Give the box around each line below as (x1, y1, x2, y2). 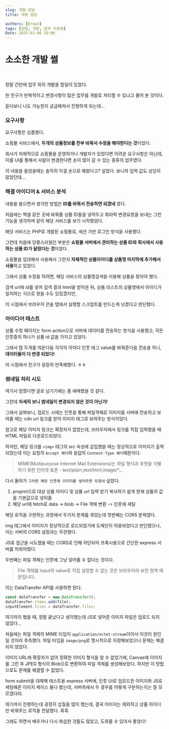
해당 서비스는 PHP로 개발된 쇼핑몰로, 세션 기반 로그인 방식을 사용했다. (5, 228, 142, 234)
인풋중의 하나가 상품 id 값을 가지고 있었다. (5, 333, 87, 339)
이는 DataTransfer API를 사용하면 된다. (5, 585, 82, 591)
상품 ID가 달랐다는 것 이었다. (14, 245, 68, 251)
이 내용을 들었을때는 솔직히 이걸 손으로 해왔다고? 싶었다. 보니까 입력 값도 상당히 (5, 168, 161, 174)
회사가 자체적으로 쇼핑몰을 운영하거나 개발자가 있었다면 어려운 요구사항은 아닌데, (5, 151, 163, 157)
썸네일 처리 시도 (5, 375, 41, 382)
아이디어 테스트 (5, 315, 40, 322)
